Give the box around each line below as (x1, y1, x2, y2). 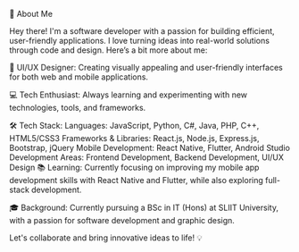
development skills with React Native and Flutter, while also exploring (9, 175, 263, 185)
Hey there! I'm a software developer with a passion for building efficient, (9, 26, 275, 36)
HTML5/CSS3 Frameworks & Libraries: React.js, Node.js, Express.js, (9, 133, 260, 143)
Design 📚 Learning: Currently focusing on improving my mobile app (9, 162, 260, 172)
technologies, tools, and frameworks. (9, 103, 146, 113)
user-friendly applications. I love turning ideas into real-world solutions (9, 36, 270, 46)
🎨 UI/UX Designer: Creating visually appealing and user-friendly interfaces (9, 63, 283, 72)
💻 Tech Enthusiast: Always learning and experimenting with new (9, 89, 248, 100)
